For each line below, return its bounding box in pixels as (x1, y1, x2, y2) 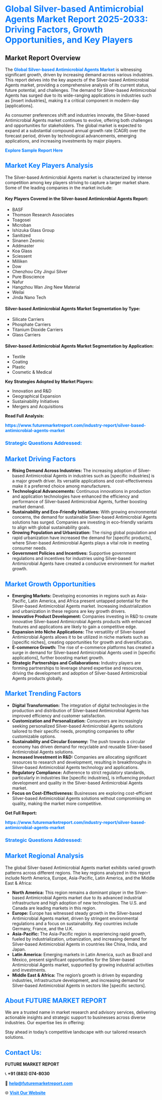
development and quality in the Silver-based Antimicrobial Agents (12, 780, 143, 786)
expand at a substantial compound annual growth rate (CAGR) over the (5, 128, 146, 133)
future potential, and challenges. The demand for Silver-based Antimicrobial (5, 87, 156, 93)
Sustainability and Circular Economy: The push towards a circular (12, 738, 146, 744)
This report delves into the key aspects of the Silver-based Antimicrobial (5, 77, 149, 83)
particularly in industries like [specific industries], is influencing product (12, 774, 155, 781)
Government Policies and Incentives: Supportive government (12, 550, 136, 556)
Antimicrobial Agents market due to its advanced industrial (26, 894, 143, 900)
